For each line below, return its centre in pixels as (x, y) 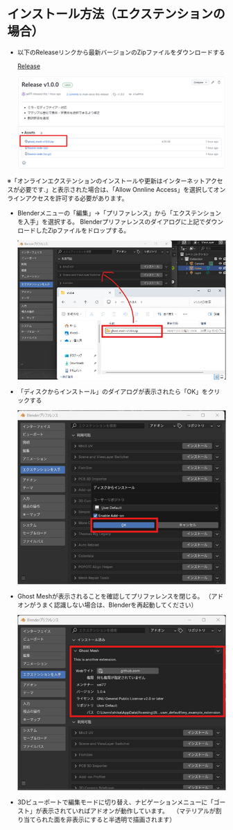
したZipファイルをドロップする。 (83, 231)
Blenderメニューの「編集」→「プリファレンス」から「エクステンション (119, 213)
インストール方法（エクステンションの (116, 14)
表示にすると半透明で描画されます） (123, 819)
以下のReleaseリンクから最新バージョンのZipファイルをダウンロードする (121, 52)
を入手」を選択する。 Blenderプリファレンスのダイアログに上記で (111, 222)
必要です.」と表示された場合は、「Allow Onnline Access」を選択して (116, 190)
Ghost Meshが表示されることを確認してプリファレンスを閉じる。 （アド (120, 596)
